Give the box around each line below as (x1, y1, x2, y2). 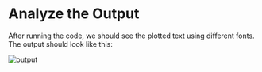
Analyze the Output (8, 5, 140, 23)
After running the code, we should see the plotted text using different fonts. (8, 31, 256, 40)
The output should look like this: (8, 39, 113, 48)
